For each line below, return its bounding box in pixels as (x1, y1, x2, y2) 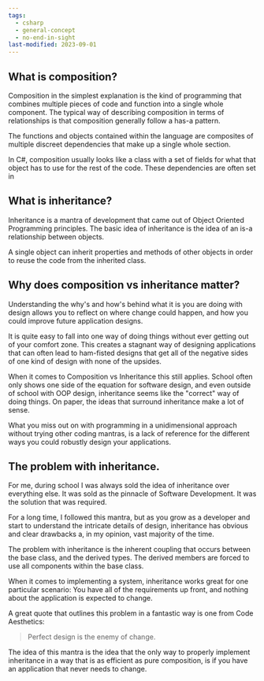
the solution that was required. (8, 498, 108, 507)
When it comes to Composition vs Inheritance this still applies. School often (8, 372, 254, 381)
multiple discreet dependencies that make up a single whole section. (8, 139, 231, 149)
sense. (8, 405, 30, 414)
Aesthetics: (8, 617, 45, 627)
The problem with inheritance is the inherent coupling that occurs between (8, 545, 251, 554)
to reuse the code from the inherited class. (8, 255, 147, 265)
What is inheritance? (8, 194, 113, 208)
